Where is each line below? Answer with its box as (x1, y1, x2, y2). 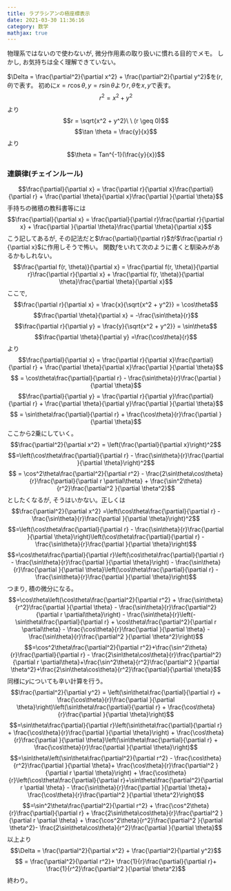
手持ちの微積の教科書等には (7, 204, 86, 212)
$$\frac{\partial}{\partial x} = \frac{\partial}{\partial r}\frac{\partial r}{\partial (7, 215, 225, 223)
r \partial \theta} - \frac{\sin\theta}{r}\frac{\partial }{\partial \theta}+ (20, 783, 212, 792)
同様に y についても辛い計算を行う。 (7, 677, 107, 686)
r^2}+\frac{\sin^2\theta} (140, 643, 208, 652)
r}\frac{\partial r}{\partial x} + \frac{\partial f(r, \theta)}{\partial (27, 270, 205, 279)
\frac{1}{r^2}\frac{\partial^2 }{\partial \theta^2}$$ (46, 865, 186, 873)
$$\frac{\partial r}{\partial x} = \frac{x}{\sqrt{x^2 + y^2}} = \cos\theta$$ (13, 300, 219, 309)
